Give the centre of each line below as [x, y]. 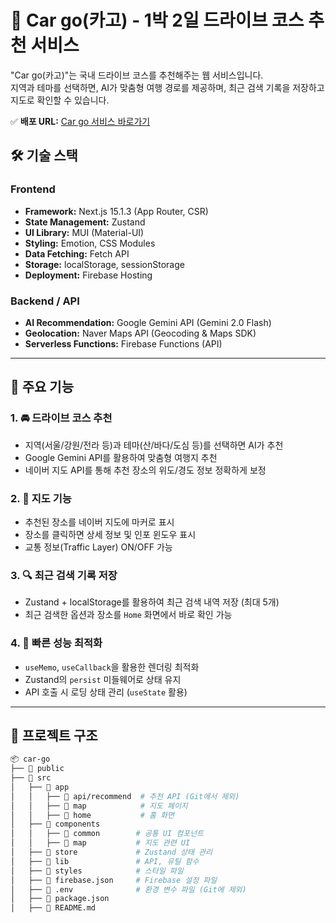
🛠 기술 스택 [44, 156]
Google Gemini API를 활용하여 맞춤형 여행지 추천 [121, 457]
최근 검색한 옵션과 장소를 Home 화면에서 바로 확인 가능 [128, 615]
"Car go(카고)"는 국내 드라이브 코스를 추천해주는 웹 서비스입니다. [137, 75]
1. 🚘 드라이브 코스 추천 [61, 418]
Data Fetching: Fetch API [77, 253]
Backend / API [45, 301]
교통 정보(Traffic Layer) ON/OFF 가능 [98, 547]
